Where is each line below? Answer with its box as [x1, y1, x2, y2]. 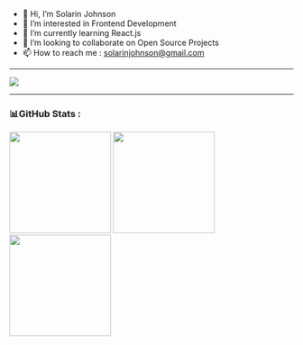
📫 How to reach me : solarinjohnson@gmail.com [22, 48, 205, 58]
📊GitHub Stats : [9, 107, 81, 120]
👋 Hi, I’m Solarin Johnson [22, 9, 116, 19]
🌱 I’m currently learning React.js [22, 28, 142, 38]
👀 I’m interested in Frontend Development [22, 18, 178, 29]
